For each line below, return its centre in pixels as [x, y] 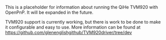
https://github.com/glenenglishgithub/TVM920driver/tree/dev [69, 32]
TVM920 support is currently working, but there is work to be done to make [83, 22]
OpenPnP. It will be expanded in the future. [49, 12]
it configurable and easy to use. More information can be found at [73, 27]
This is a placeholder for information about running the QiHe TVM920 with [82, 7]
